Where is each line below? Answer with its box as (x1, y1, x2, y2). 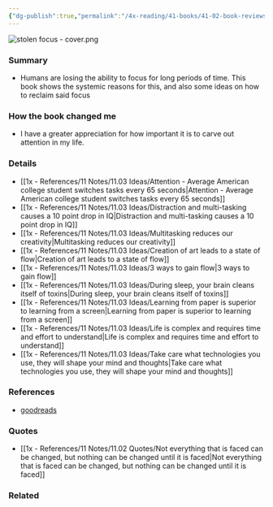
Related (8, 490, 40, 501)
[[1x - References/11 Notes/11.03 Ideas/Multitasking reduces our (19, 228, 234, 238)
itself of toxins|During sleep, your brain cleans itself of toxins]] (19, 288, 229, 298)
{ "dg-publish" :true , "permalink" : (8, 11, 122, 20)
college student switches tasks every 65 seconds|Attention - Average (19, 184, 253, 195)
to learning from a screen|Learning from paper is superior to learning (19, 305, 252, 315)
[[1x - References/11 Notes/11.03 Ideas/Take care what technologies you (19, 349, 262, 358)
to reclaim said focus (19, 90, 91, 100)
